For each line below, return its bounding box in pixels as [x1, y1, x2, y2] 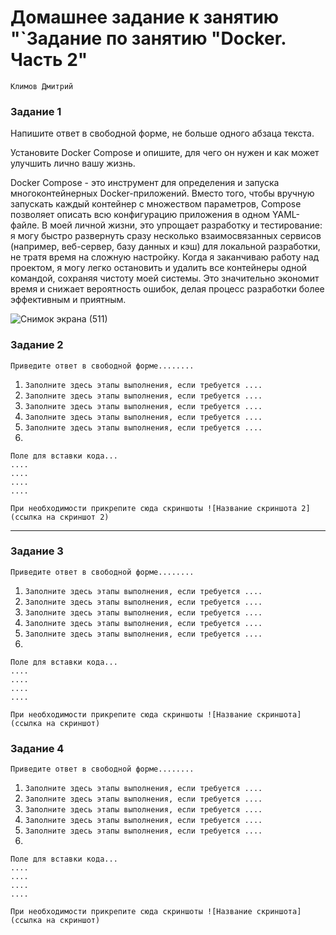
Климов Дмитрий [10, 81, 74, 91]
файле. [10, 219, 40, 231]
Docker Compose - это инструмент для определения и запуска [10, 177, 280, 189]
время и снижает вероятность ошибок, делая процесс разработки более [10, 283, 325, 295]
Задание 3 [10, 544, 64, 558]
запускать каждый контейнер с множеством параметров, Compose [10, 198, 302, 210]
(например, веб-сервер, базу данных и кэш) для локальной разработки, [10, 241, 321, 253]
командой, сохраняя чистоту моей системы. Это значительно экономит [10, 272, 320, 285]
